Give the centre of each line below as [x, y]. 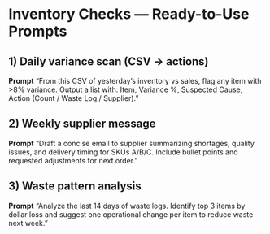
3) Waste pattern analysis [75, 186]
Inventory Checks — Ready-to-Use [129, 14]
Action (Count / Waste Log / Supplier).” [74, 98]
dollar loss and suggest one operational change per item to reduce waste [131, 214]
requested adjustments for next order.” [73, 160]
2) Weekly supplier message [82, 124]
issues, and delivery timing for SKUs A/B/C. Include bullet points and [123, 152]
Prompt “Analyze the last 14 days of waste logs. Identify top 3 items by [127, 206]
